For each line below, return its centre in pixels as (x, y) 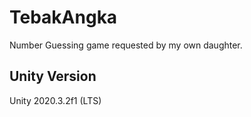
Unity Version (53, 76)
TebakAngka (63, 17)
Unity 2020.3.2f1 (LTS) (55, 100)
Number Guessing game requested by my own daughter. (126, 45)
